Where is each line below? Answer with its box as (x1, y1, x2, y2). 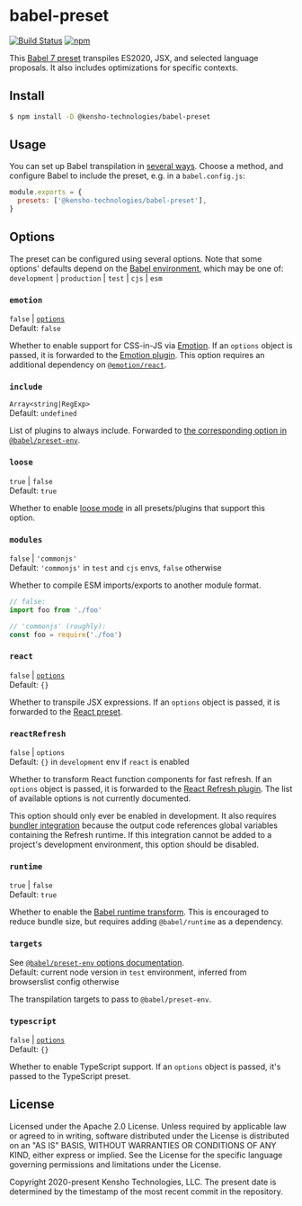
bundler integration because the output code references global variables (9, 820, 279, 831)
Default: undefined (9, 408, 77, 418)
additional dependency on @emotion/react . (9, 359, 167, 370)
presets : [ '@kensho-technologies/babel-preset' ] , (17, 196, 207, 205)
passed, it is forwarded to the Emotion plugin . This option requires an (9, 350, 265, 361)
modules (9, 535, 43, 544)
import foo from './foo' (9, 605, 102, 615)
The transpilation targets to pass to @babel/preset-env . (9, 994, 212, 1004)
